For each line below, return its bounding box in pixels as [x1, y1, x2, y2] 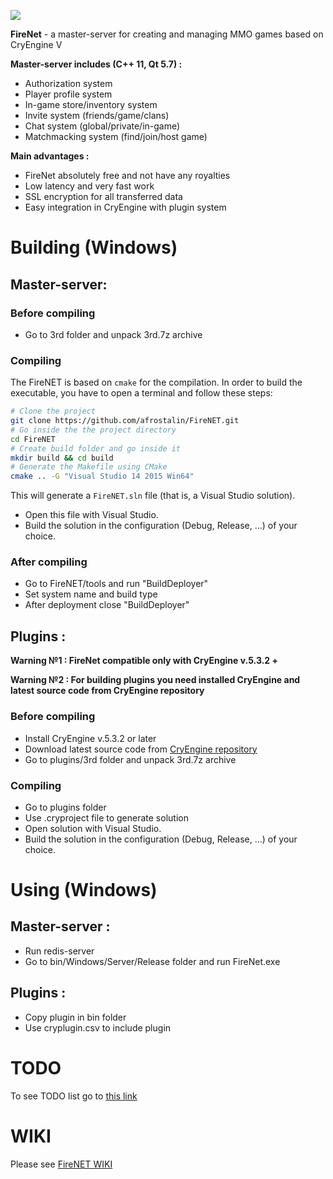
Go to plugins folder [24, 801, 107, 813]
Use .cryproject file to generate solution [24, 811, 189, 824]
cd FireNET [10, 434, 56, 444]
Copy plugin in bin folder [24, 1011, 127, 1023]
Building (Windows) [10, 236, 178, 259]
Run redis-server [24, 945, 95, 957]
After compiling [10, 555, 88, 569]
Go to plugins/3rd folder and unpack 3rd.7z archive [24, 753, 237, 765]
